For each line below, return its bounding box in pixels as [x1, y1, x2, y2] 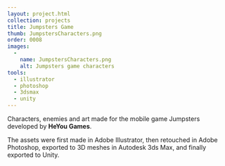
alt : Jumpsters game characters [20, 63, 115, 70]
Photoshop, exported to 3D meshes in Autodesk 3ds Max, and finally [7, 143, 207, 151]
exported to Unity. [7, 151, 60, 159]
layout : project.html [7, 10, 71, 18]
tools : [7, 69, 27, 76]
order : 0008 [7, 37, 42, 44]
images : [7, 43, 30, 50]
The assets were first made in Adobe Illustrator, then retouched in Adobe [7, 136, 218, 144]
